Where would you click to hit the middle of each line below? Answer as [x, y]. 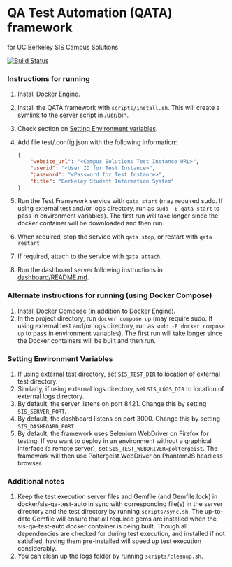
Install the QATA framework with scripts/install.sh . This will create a [118, 108]
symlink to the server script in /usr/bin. [73, 115]
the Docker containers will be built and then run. [86, 340]
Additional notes [36, 481]
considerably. [37, 549]
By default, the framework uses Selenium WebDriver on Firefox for [113, 434]
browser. [30, 463]
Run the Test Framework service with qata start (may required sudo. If [120, 201]
